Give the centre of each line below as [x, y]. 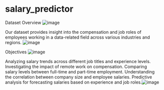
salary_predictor [39, 9]
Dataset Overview [23, 22]
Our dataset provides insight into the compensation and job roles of [73, 32]
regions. [14, 42]
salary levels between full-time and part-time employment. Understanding [80, 71]
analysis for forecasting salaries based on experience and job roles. [74, 82]
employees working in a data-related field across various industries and [78, 37]
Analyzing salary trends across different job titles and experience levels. [78, 61]
